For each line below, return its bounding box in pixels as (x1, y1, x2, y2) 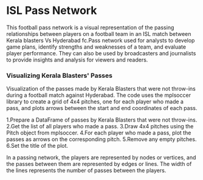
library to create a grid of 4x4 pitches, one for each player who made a (6, 98, 184, 105)
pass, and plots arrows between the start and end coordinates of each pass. (6, 105, 198, 112)
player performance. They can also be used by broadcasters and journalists (6, 49, 196, 57)
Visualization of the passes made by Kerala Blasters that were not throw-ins (6, 85, 196, 92)
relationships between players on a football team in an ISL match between (6, 30, 191, 37)
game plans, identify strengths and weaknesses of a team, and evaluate (6, 43, 187, 50)
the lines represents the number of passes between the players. (6, 167, 167, 174)
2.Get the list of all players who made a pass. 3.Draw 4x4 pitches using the (6, 123, 194, 130)
